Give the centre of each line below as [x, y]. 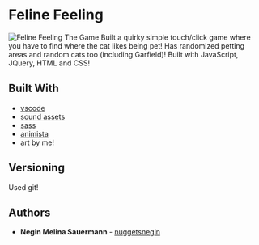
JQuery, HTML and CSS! [49, 63]
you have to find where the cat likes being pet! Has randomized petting [127, 45]
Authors [30, 212]
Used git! [23, 187]
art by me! [37, 142]
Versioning [36, 168]
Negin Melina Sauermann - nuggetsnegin [90, 232]
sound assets [42, 116]
